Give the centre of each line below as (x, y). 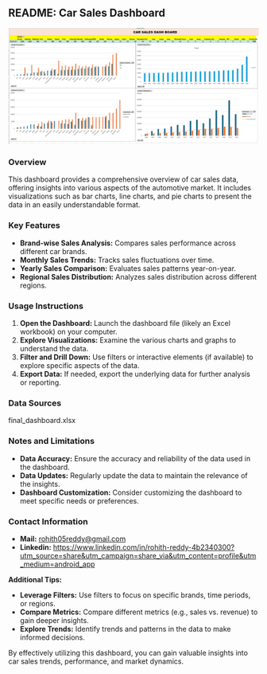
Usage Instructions (46, 306)
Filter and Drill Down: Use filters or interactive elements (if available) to (137, 357)
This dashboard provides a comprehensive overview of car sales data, (123, 179)
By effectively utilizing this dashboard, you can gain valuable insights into (128, 652)
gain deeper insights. (54, 620)
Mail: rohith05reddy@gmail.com (73, 539)
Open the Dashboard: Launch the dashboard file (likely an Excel (125, 323)
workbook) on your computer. (68, 331)
